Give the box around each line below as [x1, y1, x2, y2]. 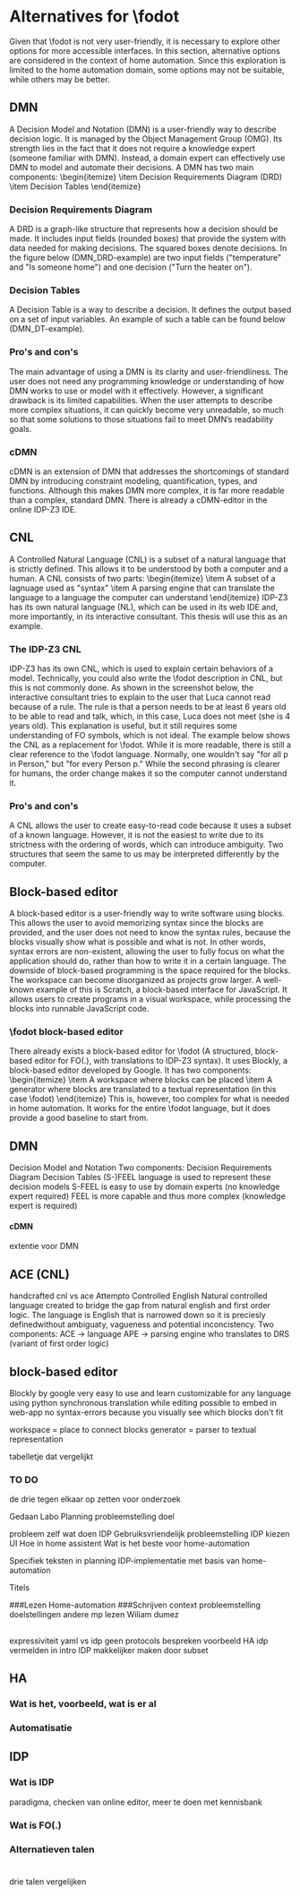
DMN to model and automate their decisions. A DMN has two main [9, 161, 253, 172]
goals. [9, 423, 32, 434]
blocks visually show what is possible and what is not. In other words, [9, 936, 266, 947]
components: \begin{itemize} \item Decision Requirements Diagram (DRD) [9, 171, 283, 182]
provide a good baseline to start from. [9, 1113, 150, 1124]
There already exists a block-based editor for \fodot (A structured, [9, 1046, 253, 1056]
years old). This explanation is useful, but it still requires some [9, 720, 237, 731]
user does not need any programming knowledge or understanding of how [9, 375, 285, 386]
